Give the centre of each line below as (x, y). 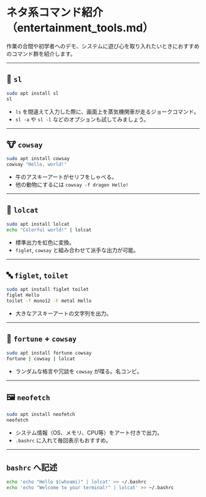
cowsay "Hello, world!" (37, 164)
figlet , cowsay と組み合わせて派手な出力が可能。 (77, 250)
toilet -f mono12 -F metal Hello (49, 301)
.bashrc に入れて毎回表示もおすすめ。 (63, 441)
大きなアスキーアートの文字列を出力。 (63, 314)
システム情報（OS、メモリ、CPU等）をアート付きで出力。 (89, 433)
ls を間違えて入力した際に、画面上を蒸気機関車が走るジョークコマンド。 (107, 112)
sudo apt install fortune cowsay (49, 353)
